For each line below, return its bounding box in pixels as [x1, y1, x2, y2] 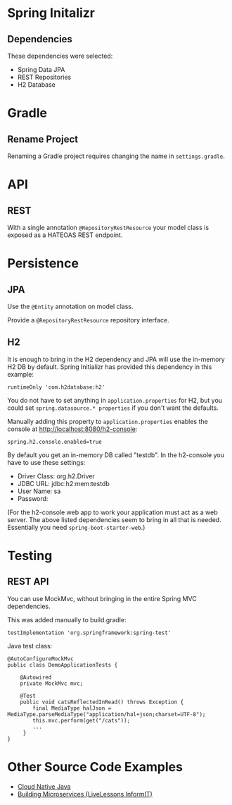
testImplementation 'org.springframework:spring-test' [7, 629, 172, 636]
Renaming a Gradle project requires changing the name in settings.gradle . [7, 152, 225, 160]
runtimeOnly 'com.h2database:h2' [7, 383, 105, 391]
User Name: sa [17, 487, 61, 495]
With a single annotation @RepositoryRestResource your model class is [7, 224, 210, 231]
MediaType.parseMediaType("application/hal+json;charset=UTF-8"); [7, 710, 206, 718]
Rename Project [7, 133, 79, 145]
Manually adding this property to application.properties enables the [7, 417, 209, 425]
